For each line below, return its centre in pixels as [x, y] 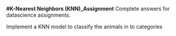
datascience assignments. [38, 15]
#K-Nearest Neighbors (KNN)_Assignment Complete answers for [88, 9]
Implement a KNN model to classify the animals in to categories [84, 27]
